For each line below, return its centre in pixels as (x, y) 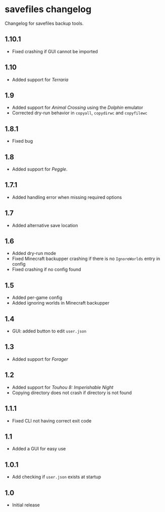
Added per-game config (37, 297)
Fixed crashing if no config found (46, 270)
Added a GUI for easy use (39, 449)
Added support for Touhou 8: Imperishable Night (63, 387)
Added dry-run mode (34, 253)
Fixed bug (22, 141)
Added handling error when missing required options (67, 197)
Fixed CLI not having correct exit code (52, 420)
